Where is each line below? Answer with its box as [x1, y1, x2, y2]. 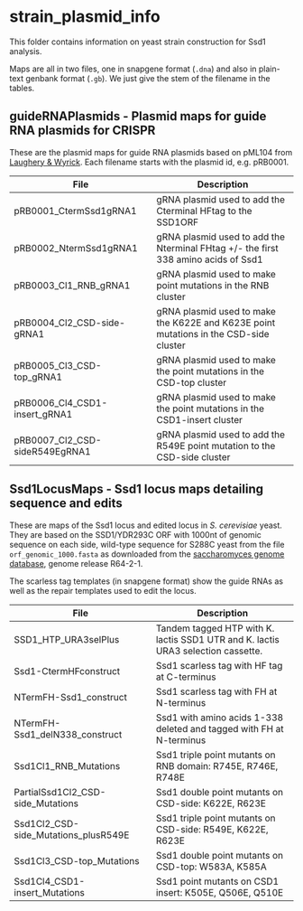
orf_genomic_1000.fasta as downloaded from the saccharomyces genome [9, 549, 285, 559]
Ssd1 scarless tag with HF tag [155, 659, 283, 672]
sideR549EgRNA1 [14, 445, 92, 457]
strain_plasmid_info [9, 6, 161, 27]
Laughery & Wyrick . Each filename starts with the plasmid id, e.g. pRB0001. [9, 156, 289, 167]
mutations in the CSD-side [156, 327, 270, 340]
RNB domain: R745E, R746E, [155, 759, 279, 772]
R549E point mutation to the [156, 439, 276, 452]
